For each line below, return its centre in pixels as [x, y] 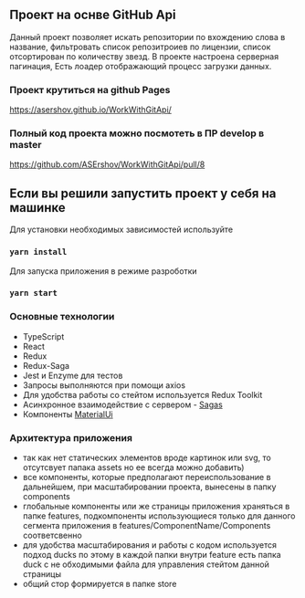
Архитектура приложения [71, 437]
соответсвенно [52, 535]
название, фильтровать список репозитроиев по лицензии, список [140, 47]
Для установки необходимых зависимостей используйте [121, 230]
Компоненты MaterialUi [68, 414]
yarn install [38, 252]
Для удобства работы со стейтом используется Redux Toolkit [142, 394]
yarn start [33, 293]
